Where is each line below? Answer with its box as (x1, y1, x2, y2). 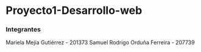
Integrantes (5, 25, 41, 34)
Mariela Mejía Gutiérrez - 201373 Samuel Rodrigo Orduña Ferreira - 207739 (5, 39, 196, 46)
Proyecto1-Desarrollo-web (5, 4, 143, 18)
